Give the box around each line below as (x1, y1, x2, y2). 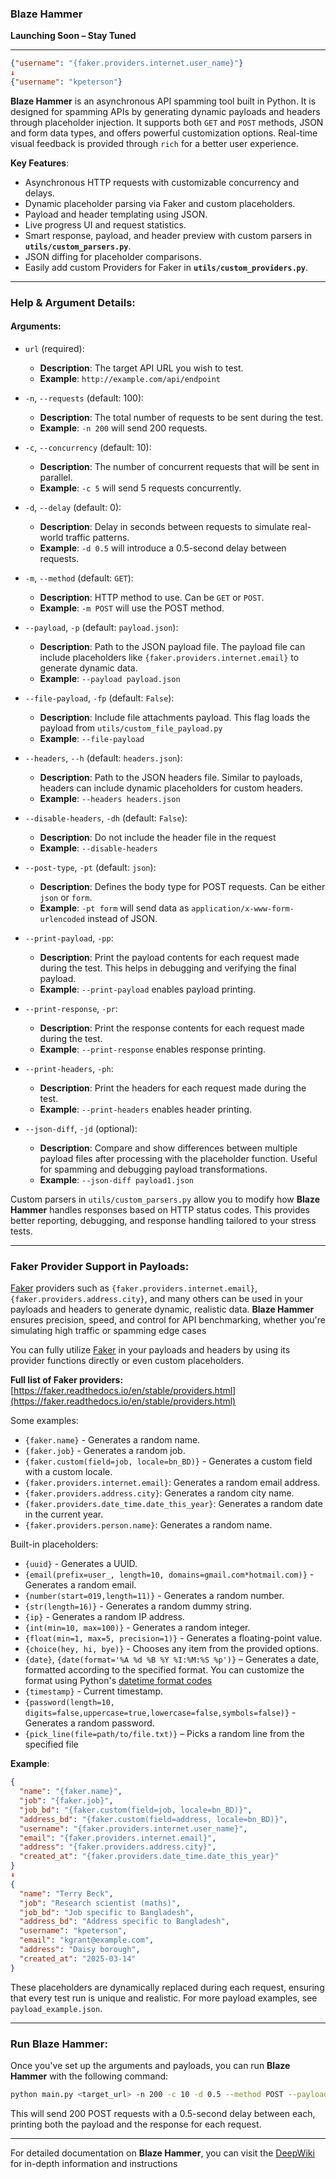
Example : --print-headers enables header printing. (39, 1103, 253, 1116)
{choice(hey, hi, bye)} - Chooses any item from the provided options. (24, 1643, 319, 1655)
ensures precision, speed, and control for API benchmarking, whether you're (10, 1314, 326, 1326)
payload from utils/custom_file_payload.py (39, 722, 223, 734)
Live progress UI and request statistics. (24, 218, 187, 231)
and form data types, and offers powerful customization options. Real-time (10, 127, 318, 139)
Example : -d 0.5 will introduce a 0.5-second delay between (39, 542, 287, 554)
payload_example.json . (10, 2002, 103, 2014)
